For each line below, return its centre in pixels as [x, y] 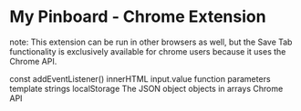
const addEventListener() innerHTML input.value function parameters [140, 78]
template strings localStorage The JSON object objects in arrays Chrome [146, 88]
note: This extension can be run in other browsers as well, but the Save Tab [151, 42]
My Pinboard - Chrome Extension [138, 17]
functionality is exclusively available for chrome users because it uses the [148, 51]
